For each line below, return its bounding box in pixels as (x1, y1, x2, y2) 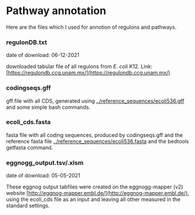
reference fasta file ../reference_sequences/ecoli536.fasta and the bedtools (6, 137, 189, 145)
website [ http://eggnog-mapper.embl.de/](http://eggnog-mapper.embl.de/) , (6, 190, 190, 197)
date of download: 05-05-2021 (6, 172, 80, 179)
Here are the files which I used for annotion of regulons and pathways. (6, 23, 177, 31)
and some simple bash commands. (6, 103, 91, 110)
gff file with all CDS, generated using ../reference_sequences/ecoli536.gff (6, 97, 184, 104)
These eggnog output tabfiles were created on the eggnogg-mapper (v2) (6, 183, 183, 190)
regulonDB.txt (6, 38, 47, 46)
